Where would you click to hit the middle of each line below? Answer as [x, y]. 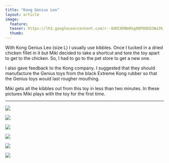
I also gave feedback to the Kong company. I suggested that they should [80, 68]
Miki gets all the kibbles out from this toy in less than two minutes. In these [82, 88]
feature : [19, 24]
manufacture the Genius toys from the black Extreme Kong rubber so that [81, 73]
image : [12, 19]
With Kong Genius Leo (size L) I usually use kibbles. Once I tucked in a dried [84, 48]
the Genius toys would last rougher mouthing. [52, 79]
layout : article [22, 15]
